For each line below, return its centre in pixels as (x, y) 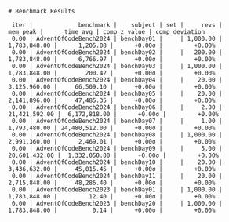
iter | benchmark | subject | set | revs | (117, 25)
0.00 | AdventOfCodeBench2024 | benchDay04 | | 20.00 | (117, 80)
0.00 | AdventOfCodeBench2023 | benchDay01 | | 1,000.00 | (117, 190)
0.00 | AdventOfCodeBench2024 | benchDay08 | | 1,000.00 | (117, 135)
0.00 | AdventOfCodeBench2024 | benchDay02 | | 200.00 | (117, 53)
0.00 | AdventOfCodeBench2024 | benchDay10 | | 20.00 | (117, 162)
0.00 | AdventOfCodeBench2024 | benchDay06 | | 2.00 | (117, 107)
